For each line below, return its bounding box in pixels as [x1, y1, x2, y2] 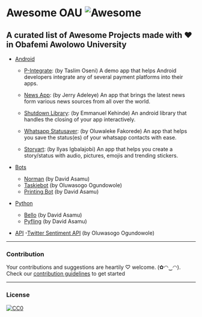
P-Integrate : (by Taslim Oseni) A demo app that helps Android [23, 67, 177, 74]
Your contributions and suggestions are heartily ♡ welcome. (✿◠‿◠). [6, 263, 181, 271]
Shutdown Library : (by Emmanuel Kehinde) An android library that [23, 109, 187, 117]
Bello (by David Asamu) [23, 211, 82, 218]
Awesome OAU [6, 6, 83, 20]
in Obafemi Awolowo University [6, 39, 127, 49]
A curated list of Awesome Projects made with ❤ [6, 30, 192, 40]
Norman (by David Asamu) [23, 175, 90, 182]
